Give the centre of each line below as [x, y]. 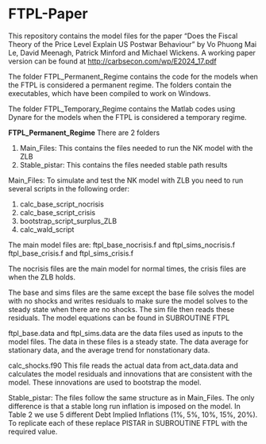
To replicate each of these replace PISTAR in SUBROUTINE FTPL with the [128, 423]
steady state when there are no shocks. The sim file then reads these [121, 309]
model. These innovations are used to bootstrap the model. [105, 382]
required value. [33, 431]
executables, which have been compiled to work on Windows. [110, 93]
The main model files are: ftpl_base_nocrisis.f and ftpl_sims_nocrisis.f [122, 245]
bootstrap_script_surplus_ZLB [68, 221]
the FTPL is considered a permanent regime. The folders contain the [120, 85]
